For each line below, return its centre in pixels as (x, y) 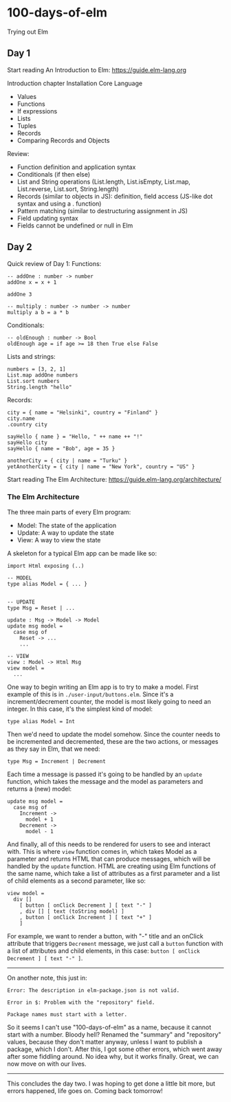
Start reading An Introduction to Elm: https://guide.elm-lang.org (97, 69)
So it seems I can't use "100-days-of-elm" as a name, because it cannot (109, 1027)
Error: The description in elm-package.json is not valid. (93, 990)
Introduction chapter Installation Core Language (75, 83)
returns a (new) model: (40, 789)
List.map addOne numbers (43, 375)
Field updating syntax (48, 218)
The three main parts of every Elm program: (69, 512)
